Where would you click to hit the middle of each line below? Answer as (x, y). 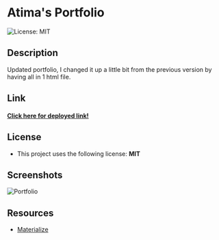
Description (33, 53)
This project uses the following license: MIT (78, 154)
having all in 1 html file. (39, 77)
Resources (30, 213)
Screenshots (35, 175)
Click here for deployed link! (48, 116)
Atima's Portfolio (56, 13)
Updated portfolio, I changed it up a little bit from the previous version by (109, 69)
